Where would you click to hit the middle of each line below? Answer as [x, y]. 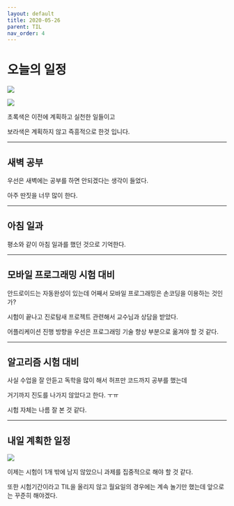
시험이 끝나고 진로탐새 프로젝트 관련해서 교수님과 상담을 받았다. [93, 317]
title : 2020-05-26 [34, 20]
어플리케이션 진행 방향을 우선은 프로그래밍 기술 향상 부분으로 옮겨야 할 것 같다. [113, 331]
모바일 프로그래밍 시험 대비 [61, 275]
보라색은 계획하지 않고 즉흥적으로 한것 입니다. [69, 132]
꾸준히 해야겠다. [36, 496]
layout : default [31, 14]
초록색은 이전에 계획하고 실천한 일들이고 [61, 117]
